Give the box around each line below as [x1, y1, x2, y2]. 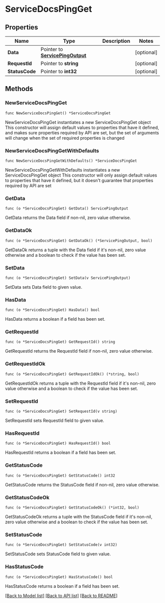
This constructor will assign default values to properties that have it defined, [5, 124, 160, 130]
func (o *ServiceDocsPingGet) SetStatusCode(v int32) [5, 543, 118, 547]
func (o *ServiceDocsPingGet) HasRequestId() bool [5, 441, 111, 446]
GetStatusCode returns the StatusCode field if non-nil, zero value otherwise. [5, 482, 160, 487]
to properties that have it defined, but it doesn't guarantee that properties [5, 177, 154, 183]
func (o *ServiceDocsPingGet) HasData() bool [5, 307, 100, 313]
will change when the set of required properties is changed [5, 135, 125, 141]
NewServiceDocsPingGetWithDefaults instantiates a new [5, 167, 120, 173]
